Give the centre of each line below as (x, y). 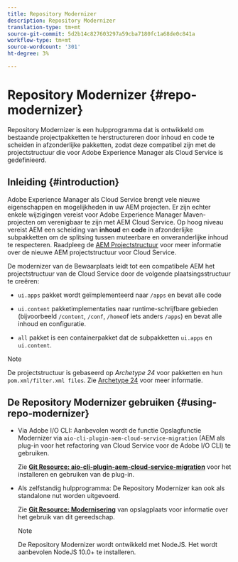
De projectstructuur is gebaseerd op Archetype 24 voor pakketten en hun (115, 372)
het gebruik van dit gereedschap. (66, 517)
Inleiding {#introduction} (63, 182)
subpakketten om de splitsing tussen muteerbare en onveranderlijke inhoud (118, 237)
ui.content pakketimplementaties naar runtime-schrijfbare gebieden (118, 308)
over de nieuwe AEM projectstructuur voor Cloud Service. (92, 252)
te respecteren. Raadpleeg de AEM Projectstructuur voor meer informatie (114, 244)
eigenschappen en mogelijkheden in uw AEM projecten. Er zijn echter (109, 207)
